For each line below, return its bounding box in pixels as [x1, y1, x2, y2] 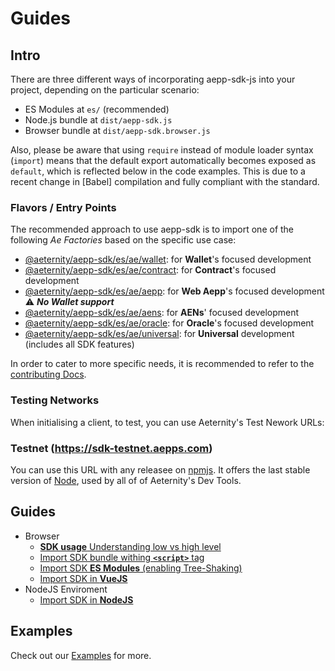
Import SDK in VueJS [39, 572, 128, 584]
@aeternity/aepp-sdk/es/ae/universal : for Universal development [24, 328, 295, 340]
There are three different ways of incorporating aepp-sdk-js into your [10, 73, 296, 85]
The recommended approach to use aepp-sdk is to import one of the [10, 223, 295, 236]
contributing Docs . [10, 368, 87, 381]
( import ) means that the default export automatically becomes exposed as [10, 155, 317, 166]
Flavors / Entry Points [10, 200, 117, 214]
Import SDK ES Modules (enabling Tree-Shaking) [39, 562, 243, 574]
